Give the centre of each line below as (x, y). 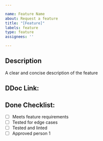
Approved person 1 (31, 134)
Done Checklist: (30, 105)
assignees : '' (20, 37)
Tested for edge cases (35, 122)
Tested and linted (30, 128)
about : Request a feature (31, 18)
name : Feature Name (25, 14)
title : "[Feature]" (25, 23)
